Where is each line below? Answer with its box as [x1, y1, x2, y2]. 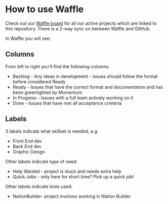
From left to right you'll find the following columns [5, 63, 109, 69]
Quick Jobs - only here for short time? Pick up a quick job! [12, 173, 134, 180]
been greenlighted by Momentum [12, 89, 82, 95]
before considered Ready [12, 78, 66, 84]
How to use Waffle [5, 4, 84, 15]
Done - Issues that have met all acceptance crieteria [12, 100, 122, 106]
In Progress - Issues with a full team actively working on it [12, 94, 134, 100]
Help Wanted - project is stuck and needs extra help [12, 168, 121, 174]
